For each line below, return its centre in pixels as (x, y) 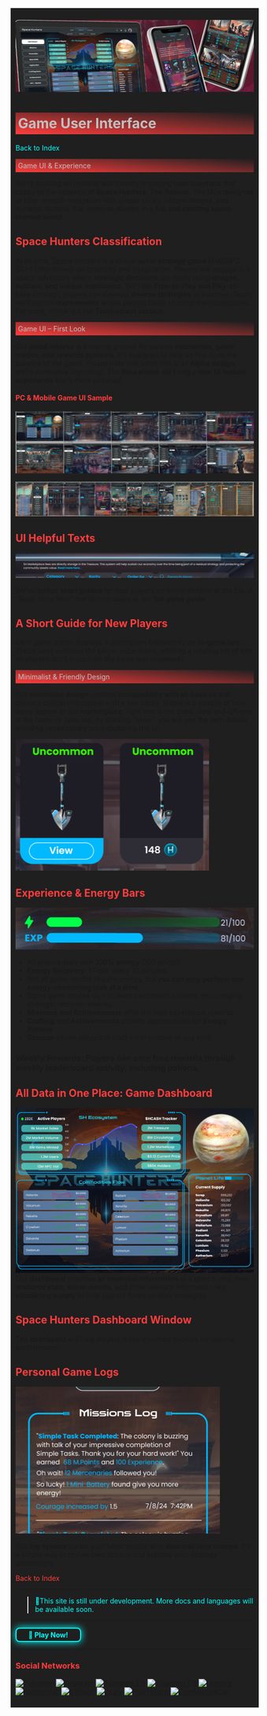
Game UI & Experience (54, 166)
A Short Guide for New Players (91, 623)
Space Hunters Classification (89, 242)
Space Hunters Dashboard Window (104, 1320)
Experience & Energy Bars (80, 893)
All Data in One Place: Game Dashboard (114, 1093)
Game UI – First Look (52, 328)
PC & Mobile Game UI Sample (64, 398)
